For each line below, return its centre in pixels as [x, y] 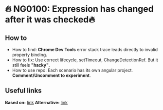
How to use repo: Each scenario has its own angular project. [72, 70]
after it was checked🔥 [50, 20]
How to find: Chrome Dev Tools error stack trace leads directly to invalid [85, 49]
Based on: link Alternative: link [36, 102]
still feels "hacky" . [31, 65]
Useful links [24, 91]
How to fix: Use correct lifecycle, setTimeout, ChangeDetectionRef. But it [85, 60]
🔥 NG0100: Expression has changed [80, 9]
